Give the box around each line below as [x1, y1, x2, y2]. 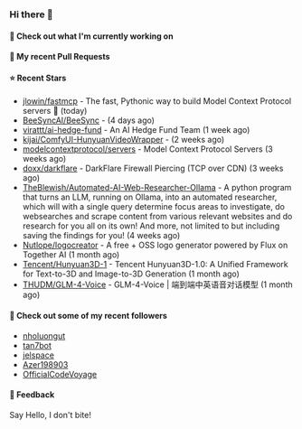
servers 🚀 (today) [22, 106, 88, 117]
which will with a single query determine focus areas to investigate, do [22, 201, 285, 212]
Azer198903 [22, 359, 69, 369]
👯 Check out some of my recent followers [9, 310, 167, 321]
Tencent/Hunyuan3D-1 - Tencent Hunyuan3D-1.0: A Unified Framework [22, 259, 289, 270]
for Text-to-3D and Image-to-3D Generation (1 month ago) [22, 268, 240, 279]
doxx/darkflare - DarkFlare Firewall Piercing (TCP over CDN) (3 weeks [22, 163, 284, 174]
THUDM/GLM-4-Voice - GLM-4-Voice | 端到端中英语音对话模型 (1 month [22, 279, 293, 290]
